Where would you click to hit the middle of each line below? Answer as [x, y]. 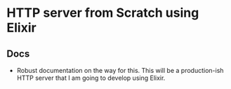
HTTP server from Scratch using [103, 13]
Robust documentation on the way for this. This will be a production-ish [120, 70]
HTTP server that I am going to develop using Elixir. [91, 78]
